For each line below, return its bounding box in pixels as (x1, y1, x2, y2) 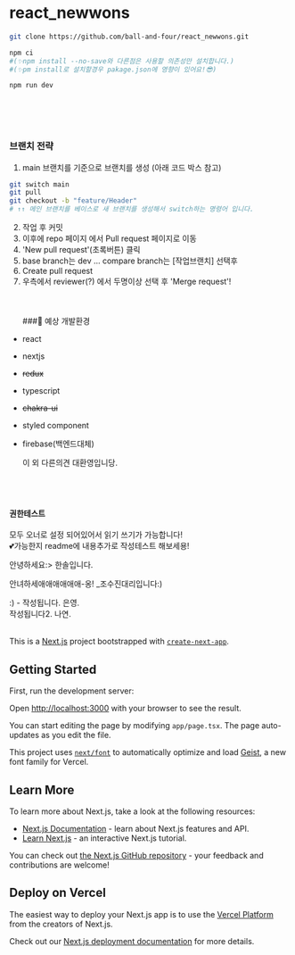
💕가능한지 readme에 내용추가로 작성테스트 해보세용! (9, 541, 190, 552)
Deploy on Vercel (9, 885, 107, 901)
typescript (21, 386, 61, 396)
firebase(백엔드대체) (21, 438, 95, 449)
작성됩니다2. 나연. (9, 609, 71, 619)
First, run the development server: (9, 685, 135, 696)
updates (9, 730, 40, 741)
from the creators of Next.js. (9, 918, 113, 929)
